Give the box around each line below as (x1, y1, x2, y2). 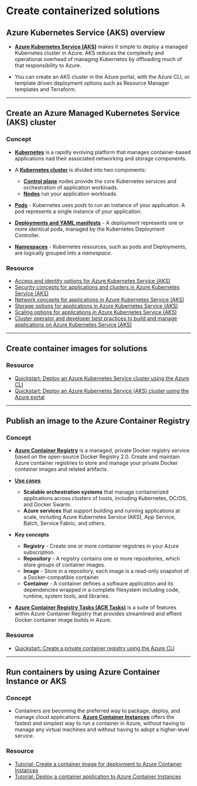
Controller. (14, 231, 40, 239)
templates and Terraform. (14, 86, 76, 92)
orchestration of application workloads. (23, 184, 118, 191)
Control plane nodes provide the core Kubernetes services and (23, 178, 177, 185)
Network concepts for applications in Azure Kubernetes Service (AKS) (14, 296, 185, 303)
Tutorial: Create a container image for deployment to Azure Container (14, 760, 182, 767)
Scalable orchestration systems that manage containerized (23, 488, 169, 495)
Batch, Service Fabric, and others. (23, 519, 106, 527)
